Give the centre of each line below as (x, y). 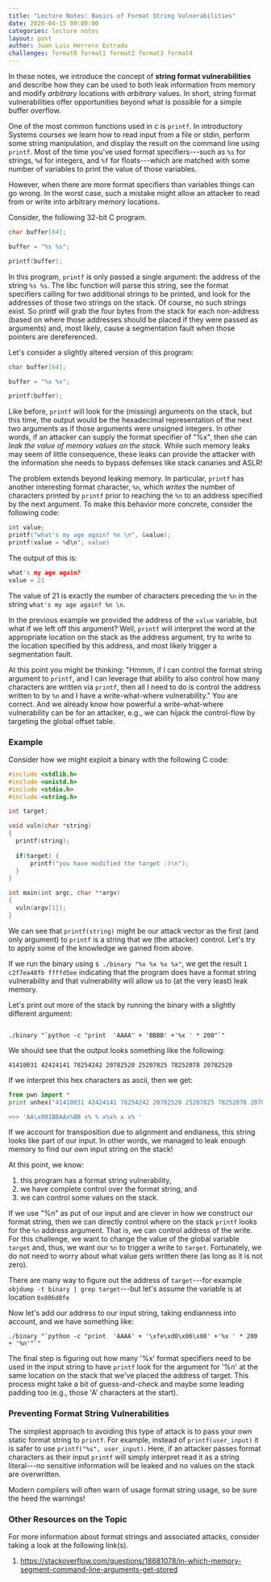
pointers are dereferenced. (53, 336)
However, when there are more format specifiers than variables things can (132, 185)
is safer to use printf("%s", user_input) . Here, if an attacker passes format (135, 1448)
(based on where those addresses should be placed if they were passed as (133, 319)
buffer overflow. (35, 110)
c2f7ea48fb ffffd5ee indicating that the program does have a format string (132, 972)
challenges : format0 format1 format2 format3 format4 (101, 53)
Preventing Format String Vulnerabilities (89, 1413)
